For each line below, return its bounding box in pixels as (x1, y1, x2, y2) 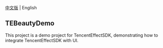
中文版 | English (5, 5, 37, 10)
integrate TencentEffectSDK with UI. (5, 37, 79, 43)
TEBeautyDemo (5, 19, 55, 27)
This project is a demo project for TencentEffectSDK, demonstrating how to (5, 32, 158, 38)
